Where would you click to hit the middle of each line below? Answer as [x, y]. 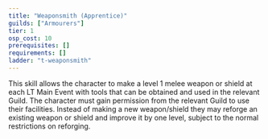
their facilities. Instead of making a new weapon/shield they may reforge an [133, 108]
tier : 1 [21, 31]
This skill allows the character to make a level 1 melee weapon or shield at [130, 83]
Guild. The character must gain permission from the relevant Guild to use [129, 100]
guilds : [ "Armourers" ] [46, 23]
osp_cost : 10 [30, 38]
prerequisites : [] [39, 46]
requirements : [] [37, 53]
